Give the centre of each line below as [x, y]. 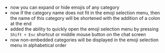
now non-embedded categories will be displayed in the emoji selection [84, 40]
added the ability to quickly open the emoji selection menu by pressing [84, 29]
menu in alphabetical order [38, 45]
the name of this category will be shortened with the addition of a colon [85, 18]
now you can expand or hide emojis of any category [65, 7]
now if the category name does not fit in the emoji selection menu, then [85, 13]
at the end [21, 23]
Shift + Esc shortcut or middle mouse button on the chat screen [78, 34]
